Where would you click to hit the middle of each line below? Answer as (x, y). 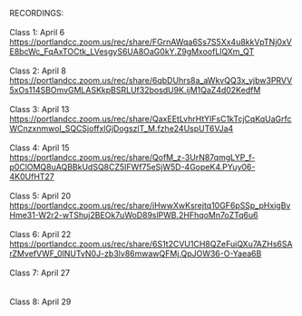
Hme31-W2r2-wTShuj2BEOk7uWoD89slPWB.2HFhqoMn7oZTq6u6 (134, 215)
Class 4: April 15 (39, 148)
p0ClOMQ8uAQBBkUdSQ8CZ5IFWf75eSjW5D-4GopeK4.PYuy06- (132, 167)
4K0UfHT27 (32, 177)
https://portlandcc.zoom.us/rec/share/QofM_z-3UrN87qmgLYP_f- (132, 157)
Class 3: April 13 (39, 109)
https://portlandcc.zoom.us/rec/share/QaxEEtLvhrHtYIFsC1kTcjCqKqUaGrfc (151, 119)
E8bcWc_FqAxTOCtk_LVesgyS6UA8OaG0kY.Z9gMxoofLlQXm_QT (132, 52)
